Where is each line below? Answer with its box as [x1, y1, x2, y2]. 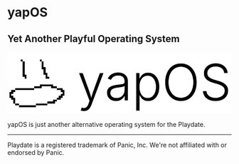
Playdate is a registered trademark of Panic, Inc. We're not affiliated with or [7, 140, 228, 149]
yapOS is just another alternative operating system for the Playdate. [7, 120, 206, 128]
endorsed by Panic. [7, 148, 65, 157]
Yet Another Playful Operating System [7, 33, 180, 45]
